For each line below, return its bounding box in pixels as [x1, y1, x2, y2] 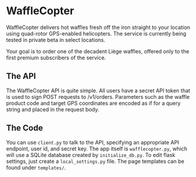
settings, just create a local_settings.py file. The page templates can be [6, 157, 185, 165]
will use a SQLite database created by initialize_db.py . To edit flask [6, 151, 176, 158]
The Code [6, 123, 43, 133]
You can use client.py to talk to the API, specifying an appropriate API [6, 139, 179, 146]
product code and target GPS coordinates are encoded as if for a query [6, 99, 181, 107]
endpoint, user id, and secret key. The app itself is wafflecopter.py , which [6, 145, 188, 152]
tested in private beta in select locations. [6, 36, 106, 43]
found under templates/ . [6, 164, 67, 171]
